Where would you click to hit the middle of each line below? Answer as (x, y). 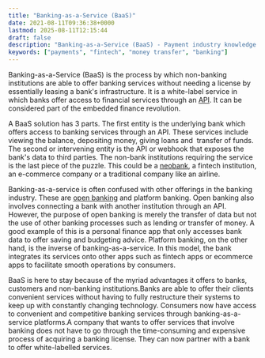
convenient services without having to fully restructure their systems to (124, 297)
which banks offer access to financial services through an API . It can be (125, 100)
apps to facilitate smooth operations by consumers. (92, 265)
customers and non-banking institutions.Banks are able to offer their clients (131, 288)
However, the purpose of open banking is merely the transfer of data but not (132, 215)
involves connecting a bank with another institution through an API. (117, 206)
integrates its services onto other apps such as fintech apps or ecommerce (131, 256)
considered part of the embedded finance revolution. (95, 108)
